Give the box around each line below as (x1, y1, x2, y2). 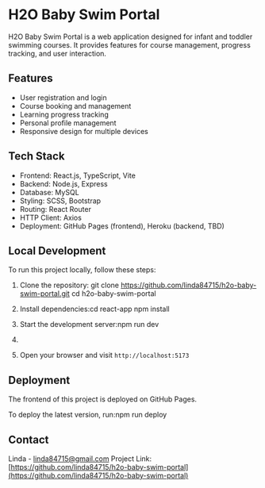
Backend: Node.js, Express (19, 179, 109, 188)
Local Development (8, 244, 106, 257)
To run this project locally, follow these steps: (8, 265, 156, 275)
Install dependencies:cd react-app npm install (19, 304, 170, 314)
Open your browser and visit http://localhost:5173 (19, 351, 190, 360)
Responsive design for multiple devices (19, 126, 148, 136)
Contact (8, 432, 49, 446)
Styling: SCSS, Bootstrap (19, 196, 102, 206)
